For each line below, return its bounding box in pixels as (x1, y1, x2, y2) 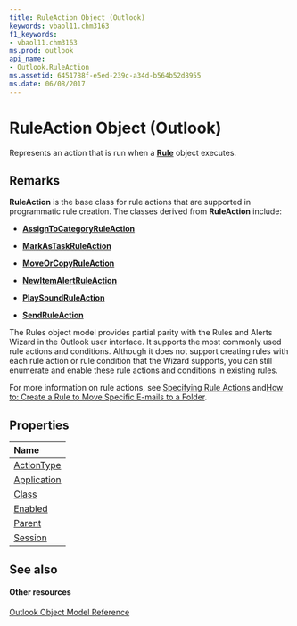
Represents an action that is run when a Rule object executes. (9, 147, 237, 158)
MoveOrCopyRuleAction (21, 258, 115, 268)
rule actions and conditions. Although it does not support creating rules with (9, 346, 289, 357)
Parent (13, 517, 42, 530)
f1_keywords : (9, 29, 58, 38)
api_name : (9, 54, 46, 63)
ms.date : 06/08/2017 (9, 79, 87, 88)
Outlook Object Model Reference (9, 606, 130, 617)
